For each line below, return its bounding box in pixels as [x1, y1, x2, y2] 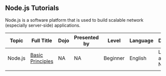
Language [129, 37, 154, 44]
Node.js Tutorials [5, 4, 59, 12]
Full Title [31, 37, 52, 44]
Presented [74, 34, 99, 41]
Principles [30, 58, 53, 65]
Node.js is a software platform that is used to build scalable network [5, 17, 144, 23]
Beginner [103, 54, 125, 61]
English [129, 54, 147, 61]
